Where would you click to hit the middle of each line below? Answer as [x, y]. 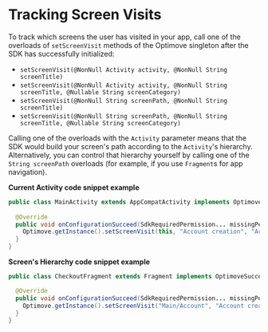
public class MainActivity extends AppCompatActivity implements [119, 202]
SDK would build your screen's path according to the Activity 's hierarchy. [130, 146]
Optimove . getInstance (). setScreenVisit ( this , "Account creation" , [135, 232]
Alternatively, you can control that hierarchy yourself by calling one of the [129, 155]
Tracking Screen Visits [85, 15]
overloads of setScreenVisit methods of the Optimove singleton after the [128, 45]
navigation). [28, 172]
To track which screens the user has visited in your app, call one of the [124, 37]
